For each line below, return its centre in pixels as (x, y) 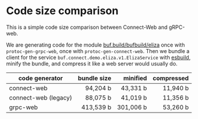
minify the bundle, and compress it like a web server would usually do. (92, 64)
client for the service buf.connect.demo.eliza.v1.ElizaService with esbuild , (98, 57)
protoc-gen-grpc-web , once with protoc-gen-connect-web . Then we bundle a (98, 51)
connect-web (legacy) (41, 97)
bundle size (95, 78)
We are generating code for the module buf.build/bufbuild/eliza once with (95, 45)
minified (135, 78)
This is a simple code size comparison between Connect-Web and (87, 27)
